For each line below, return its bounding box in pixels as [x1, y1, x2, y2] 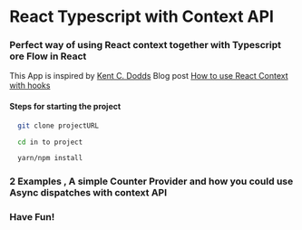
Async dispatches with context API [9, 187, 168, 199]
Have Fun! [9, 211, 55, 224]
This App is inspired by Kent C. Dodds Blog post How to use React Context [9, 71, 288, 81]
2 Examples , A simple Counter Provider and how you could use [9, 175, 294, 187]
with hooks [9, 80, 51, 91]
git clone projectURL [17, 120, 100, 130]
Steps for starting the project [9, 101, 122, 112]
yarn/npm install [17, 154, 83, 163]
